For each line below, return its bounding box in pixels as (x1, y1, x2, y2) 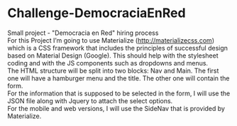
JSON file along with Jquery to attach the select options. (7, 96, 173, 105)
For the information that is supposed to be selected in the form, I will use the (7, 89, 231, 98)
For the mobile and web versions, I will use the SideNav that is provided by (7, 104, 226, 112)
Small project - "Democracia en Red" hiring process (7, 28, 159, 37)
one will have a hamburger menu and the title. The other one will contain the (7, 73, 230, 83)
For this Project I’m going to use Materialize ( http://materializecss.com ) (7, 36, 215, 44)
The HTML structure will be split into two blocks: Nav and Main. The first (7, 66, 219, 75)
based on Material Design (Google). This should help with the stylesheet (7, 51, 219, 60)
